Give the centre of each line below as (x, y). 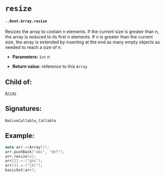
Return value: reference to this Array (50, 67)
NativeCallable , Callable (31, 120)
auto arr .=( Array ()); (27, 147)
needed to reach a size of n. (34, 47)
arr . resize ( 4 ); (21, 156)
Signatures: (23, 108)
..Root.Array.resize (26, 21)
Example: (20, 136)
